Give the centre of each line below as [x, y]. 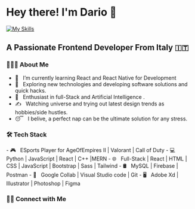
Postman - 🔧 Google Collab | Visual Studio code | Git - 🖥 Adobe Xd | [92, 175]
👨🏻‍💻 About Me [27, 65]
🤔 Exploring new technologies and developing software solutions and [101, 84]
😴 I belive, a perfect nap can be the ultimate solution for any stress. [101, 119]
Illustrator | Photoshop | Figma [43, 183]
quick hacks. [30, 90]
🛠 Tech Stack [27, 134]
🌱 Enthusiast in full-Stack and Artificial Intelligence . [80, 97]
